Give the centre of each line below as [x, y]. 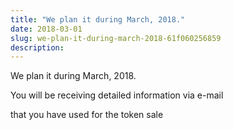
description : [37, 47]
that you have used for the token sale [87, 115]
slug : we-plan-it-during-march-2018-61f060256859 [116, 38]
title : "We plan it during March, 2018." [98, 19]
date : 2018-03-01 [46, 29]
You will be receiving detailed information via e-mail [117, 95]
